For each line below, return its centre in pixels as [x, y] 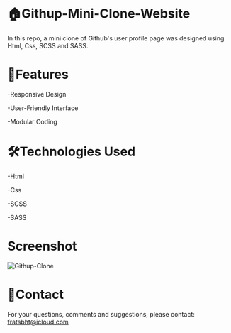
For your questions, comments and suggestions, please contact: [101, 314]
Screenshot [42, 246]
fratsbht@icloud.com [38, 322]
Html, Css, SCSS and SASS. [48, 45]
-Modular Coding [33, 121]
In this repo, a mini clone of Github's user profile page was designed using [116, 38]
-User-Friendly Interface [43, 108]
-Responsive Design [37, 94]
